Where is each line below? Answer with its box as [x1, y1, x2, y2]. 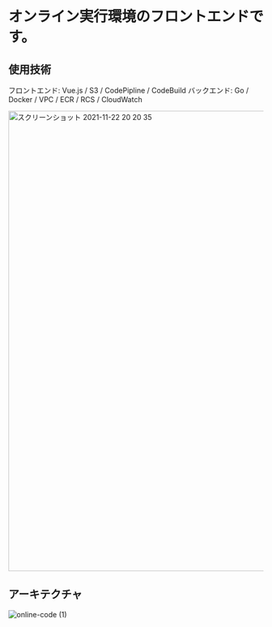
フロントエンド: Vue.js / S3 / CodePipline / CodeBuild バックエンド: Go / [8, 86, 249, 95]
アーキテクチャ [8, 587, 83, 601]
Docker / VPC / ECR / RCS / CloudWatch [8, 95, 143, 104]
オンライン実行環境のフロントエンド [8, 7, 250, 26]
